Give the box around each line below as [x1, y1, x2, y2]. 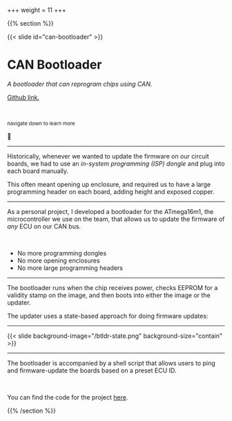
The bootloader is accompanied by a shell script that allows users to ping [7, 359, 215, 367]
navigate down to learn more [7, 120, 75, 127]
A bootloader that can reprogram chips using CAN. [7, 80, 153, 88]
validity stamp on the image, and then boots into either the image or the [7, 291, 211, 299]
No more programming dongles [17, 249, 107, 257]
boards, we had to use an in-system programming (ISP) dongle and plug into [7, 159, 225, 168]
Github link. [7, 93, 40, 101]
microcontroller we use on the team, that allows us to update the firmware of [7, 215, 225, 223]
